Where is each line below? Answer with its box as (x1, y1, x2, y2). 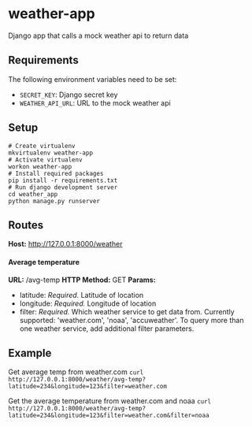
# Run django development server (8, 183, 118, 191)
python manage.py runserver (8, 197, 101, 205)
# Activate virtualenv (8, 155, 83, 164)
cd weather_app (8, 190, 58, 198)
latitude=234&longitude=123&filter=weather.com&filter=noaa (8, 411, 210, 420)
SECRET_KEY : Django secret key (19, 90, 118, 99)
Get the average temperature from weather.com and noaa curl (8, 396, 212, 406)
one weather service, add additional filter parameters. (19, 324, 195, 333)
